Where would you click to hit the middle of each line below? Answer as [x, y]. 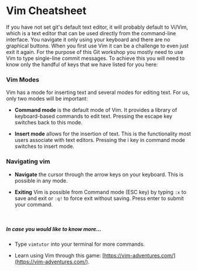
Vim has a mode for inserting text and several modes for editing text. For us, [98, 93]
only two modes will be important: [47, 99]
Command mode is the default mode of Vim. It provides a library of [96, 110]
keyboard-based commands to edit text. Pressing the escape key [94, 116]
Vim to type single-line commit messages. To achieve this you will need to [95, 58]
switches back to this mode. [49, 123]
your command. [33, 204]
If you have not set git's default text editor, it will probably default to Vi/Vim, [97, 27]
